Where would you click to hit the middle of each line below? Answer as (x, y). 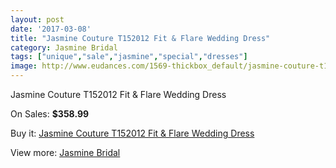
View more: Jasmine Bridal (65, 152)
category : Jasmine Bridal (64, 47)
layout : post (37, 19)
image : (24, 66)
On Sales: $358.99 (50, 114)
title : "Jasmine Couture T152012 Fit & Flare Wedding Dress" (140, 38)
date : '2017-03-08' (51, 29)
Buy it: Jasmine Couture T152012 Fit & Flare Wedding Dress (132, 133)
